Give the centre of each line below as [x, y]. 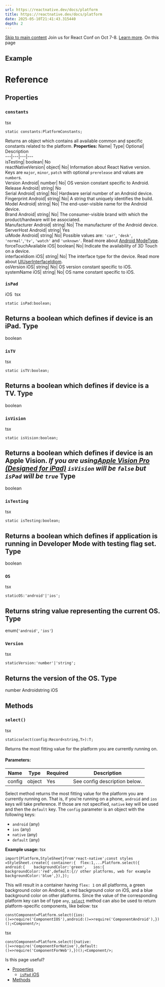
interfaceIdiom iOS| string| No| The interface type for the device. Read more [82, 256]
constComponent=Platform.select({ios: [45, 915]
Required [57, 773]
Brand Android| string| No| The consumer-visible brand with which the [77, 214]
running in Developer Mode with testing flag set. [81, 544]
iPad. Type [22, 326]
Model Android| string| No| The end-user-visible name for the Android [76, 204]
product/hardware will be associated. [43, 219]
